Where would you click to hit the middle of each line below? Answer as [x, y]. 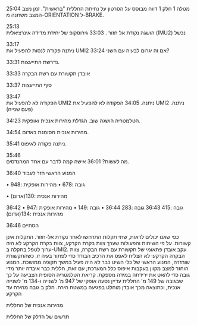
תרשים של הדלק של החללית [38, 316]
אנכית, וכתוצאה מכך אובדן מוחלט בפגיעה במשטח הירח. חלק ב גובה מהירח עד [93, 287]
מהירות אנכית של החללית [35, 305]
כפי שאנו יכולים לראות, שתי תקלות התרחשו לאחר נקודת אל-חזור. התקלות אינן [93, 237]
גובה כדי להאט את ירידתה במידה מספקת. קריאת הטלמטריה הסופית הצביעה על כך [98, 275]
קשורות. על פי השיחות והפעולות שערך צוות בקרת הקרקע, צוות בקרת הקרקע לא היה [99, 243]
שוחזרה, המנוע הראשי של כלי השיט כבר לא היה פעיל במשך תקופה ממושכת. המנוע [98, 262]
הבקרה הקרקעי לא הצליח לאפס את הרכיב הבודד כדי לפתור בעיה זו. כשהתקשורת [96, 256]
